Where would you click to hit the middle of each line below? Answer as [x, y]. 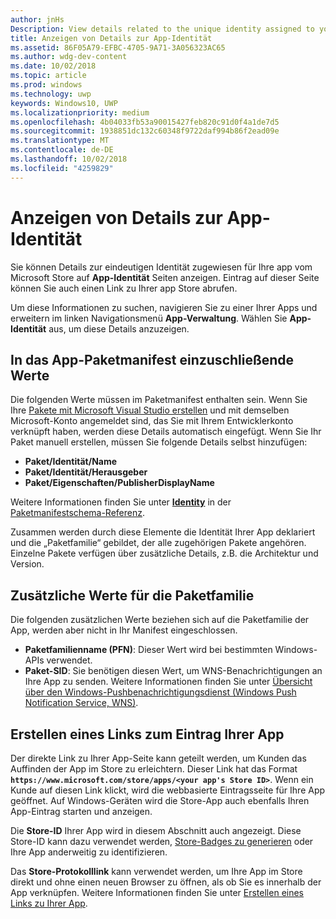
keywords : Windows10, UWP [64, 103]
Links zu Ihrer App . [49, 903]
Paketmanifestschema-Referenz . [78, 513]
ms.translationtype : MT [60, 141]
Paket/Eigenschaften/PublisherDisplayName [119, 483]
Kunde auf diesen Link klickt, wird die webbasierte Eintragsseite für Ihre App [168, 790]
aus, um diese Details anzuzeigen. [119, 328]
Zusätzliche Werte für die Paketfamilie [132, 595]
